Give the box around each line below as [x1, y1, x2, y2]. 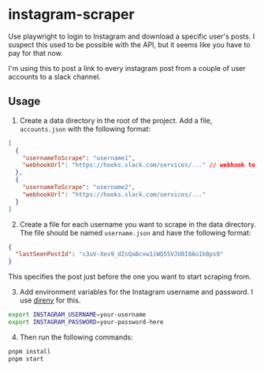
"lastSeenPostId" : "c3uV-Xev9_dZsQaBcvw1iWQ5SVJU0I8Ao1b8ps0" [15, 250, 224, 258]
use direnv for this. [19, 295, 81, 305]
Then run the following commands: [19, 332, 133, 342]
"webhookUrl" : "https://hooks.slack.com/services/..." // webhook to [22, 161, 256, 169]
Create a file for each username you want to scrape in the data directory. [19, 219, 256, 229]
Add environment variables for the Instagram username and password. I [19, 288, 254, 297]
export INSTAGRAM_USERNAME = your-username [8, 311, 147, 319]
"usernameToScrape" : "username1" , [22, 154, 136, 162]
